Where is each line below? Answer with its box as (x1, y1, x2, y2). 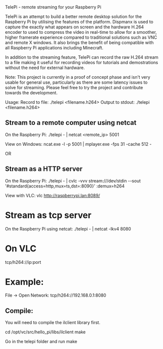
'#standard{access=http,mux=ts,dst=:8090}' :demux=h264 (5, 183, 125, 189)
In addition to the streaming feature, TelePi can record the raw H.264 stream (5, 54, 159, 60)
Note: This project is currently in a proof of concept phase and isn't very (5, 74, 150, 80)
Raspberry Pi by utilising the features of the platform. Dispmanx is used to (5, 19, 154, 24)
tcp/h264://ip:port (5, 259, 41, 265)
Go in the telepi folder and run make (5, 339, 77, 345)
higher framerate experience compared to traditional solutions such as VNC (5, 34, 158, 40)
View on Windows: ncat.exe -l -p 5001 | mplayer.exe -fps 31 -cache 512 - (5, 141, 152, 147)
